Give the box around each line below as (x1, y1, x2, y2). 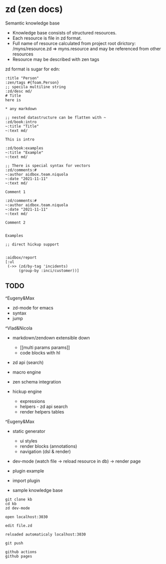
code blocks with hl (19, 349, 60, 355)
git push (5, 540, 23, 545)
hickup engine (12, 388, 42, 394)
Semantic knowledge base (5, 20, 60, 26)
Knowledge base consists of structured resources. (12, 29, 117, 35)
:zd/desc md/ (5, 88, 32, 93)
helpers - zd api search (19, 403, 68, 409)
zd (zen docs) (5, 3, 63, 15)
